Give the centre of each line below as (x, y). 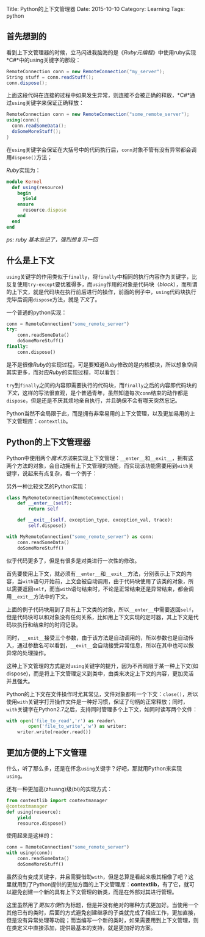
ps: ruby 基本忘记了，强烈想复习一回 (52, 239)
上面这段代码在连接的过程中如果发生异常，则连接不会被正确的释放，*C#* (98, 95)
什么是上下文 (31, 261)
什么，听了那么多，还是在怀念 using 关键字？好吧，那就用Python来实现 (94, 768)
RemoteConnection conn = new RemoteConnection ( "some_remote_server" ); (98, 115)
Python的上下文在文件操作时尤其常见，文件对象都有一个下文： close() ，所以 (102, 694)
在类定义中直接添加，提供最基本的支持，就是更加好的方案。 (81, 928)
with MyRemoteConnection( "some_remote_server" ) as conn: (80, 537)
